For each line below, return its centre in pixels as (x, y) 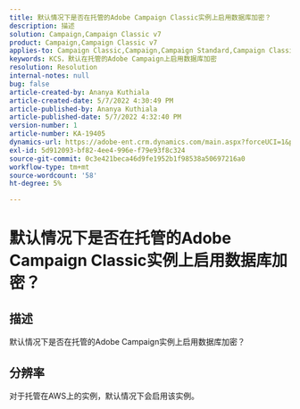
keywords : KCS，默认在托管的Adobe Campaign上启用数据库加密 (113, 59)
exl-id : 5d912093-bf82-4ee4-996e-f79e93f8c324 (97, 150)
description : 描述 (42, 26)
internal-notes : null (50, 76)
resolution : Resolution (54, 68)
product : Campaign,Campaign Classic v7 (83, 42)
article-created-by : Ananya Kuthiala (79, 92)
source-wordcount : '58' (54, 175)
